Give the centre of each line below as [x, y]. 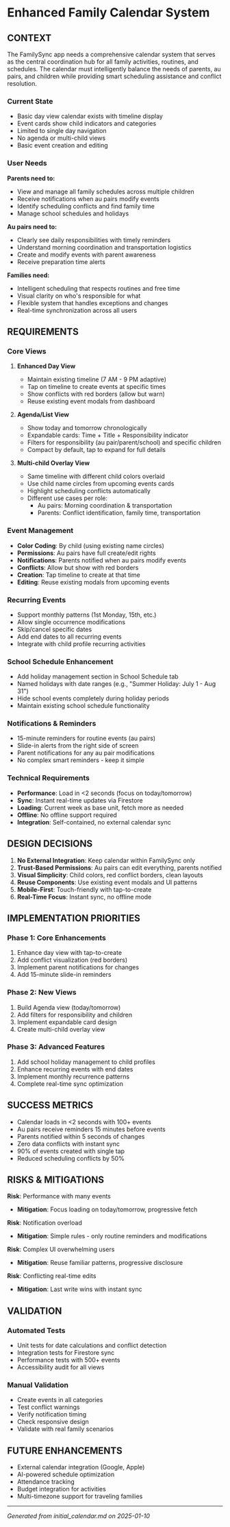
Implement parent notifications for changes [78, 967]
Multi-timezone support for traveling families [80, 1496]
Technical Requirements [49, 778]
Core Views [27, 351]
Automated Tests [37, 1330]
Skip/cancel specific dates [54, 629]
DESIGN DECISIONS [50, 844]
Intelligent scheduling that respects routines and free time [98, 288]
